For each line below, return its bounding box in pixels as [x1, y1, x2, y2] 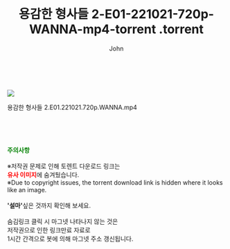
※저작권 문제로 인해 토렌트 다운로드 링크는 [7, 162, 121, 170]
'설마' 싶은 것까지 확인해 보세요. [7, 201, 91, 210]
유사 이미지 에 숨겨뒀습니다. [7, 170, 80, 178]
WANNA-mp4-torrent [28, 21, 157, 37]
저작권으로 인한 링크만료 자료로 [7, 225, 91, 234]
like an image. [7, 185, 47, 194]
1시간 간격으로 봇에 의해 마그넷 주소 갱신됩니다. [7, 234, 134, 243]
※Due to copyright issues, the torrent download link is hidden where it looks [7, 178, 223, 187]
